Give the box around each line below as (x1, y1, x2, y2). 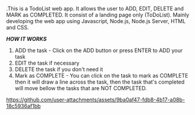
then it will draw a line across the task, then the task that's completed (14, 78, 185, 85)
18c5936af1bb (6, 103, 41, 109)
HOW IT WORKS (6, 36, 47, 42)
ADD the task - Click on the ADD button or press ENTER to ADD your (14, 47, 183, 54)
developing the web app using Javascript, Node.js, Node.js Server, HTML (6, 18, 186, 24)
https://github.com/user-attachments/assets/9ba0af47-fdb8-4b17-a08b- (6, 96, 185, 103)
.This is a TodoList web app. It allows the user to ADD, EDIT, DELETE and (6, 5, 184, 12)
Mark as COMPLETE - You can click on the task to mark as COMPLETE (14, 72, 188, 79)
